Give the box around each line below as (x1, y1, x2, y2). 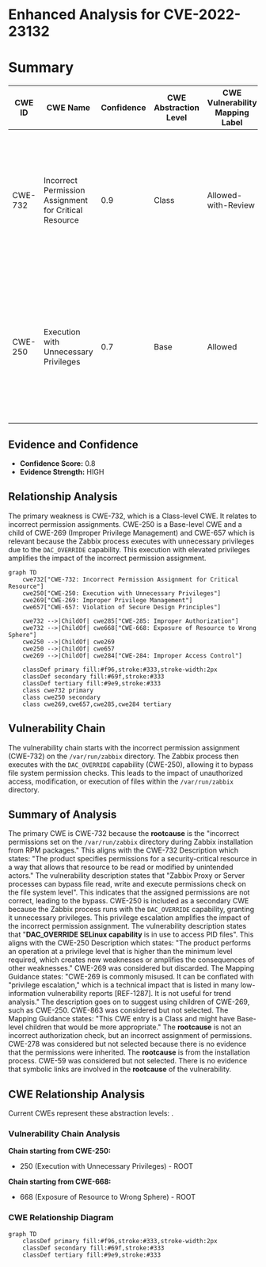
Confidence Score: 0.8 (19, 458, 96, 468)
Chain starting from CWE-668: (8, 1177, 112, 1186)
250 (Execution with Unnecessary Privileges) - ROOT (19, 1162, 194, 1171)
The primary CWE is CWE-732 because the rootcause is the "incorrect (8, 829, 240, 838)
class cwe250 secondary (22, 693, 101, 701)
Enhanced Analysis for (8, 6, 161, 24)
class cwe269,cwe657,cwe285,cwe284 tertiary (22, 700, 172, 708)
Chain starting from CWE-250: (8, 1147, 111, 1156)
